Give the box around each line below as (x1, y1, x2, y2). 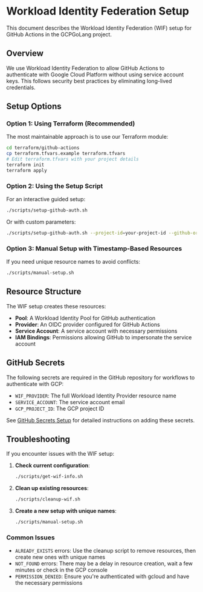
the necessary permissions (14, 579, 83, 587)
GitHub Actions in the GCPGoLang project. (6, 30, 112, 38)
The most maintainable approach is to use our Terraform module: (6, 133, 169, 141)
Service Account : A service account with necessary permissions (14, 327, 178, 334)
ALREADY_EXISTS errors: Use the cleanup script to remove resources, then (14, 547, 196, 554)
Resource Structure (6, 287, 82, 297)
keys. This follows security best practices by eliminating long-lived (6, 77, 172, 84)
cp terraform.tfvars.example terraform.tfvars (6, 150, 126, 157)
